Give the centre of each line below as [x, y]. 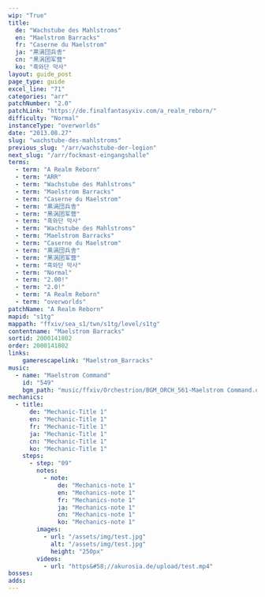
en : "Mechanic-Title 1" [68, 419]
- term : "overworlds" [51, 302]
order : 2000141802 [38, 346]
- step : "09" [50, 464]
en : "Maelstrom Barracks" [58, 38]
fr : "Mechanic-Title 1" [68, 426]
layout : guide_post [40, 74]
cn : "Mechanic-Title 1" [68, 441]
